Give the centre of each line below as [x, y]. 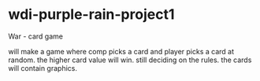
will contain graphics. [43, 68]
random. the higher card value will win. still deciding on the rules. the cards [130, 60]
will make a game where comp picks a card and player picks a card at [121, 51]
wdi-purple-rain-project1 [91, 15]
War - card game [35, 36]
